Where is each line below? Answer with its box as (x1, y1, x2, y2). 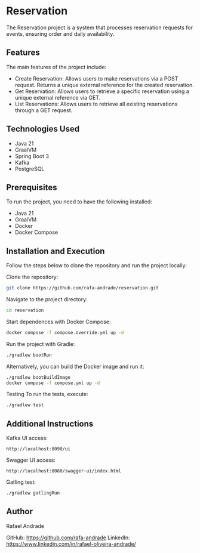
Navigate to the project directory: (6, 296, 88, 303)
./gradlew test (6, 402, 44, 408)
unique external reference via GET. (14, 94, 101, 101)
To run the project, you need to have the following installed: (6, 198, 152, 205)
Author (6, 506, 33, 517)
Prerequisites (6, 182, 57, 192)
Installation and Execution (6, 246, 105, 256)
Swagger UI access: (6, 456, 56, 464)
